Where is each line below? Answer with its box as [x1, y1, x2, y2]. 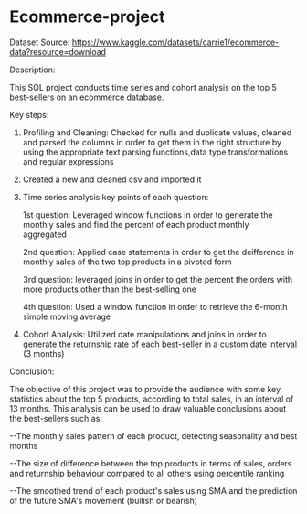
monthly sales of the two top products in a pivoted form [22, 256, 233, 267]
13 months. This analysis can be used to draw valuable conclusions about [9, 402, 287, 413]
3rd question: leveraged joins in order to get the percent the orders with [22, 273, 293, 284]
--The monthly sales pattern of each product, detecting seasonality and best [9, 430, 298, 441]
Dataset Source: [9, 37, 70, 48]
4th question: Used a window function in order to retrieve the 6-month [22, 301, 288, 312]
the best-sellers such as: [9, 412, 103, 423]
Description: [9, 64, 56, 75]
